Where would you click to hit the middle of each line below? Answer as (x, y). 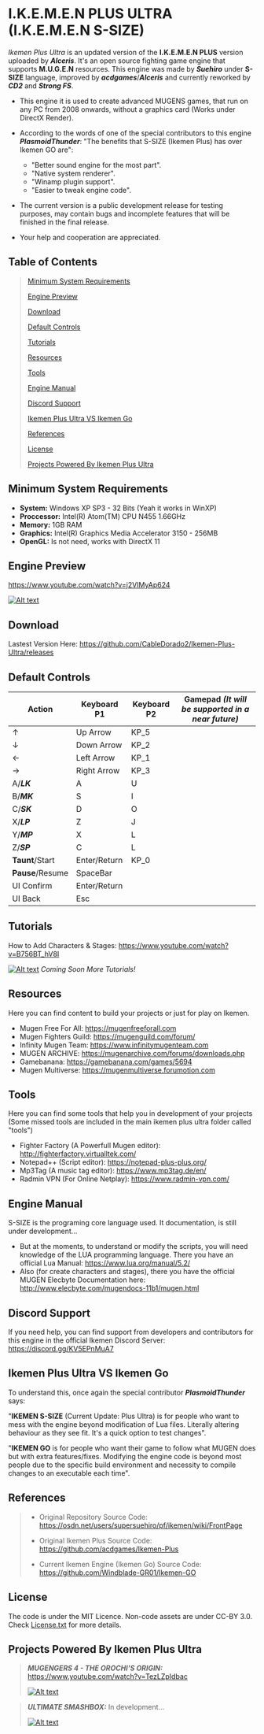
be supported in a (215, 709)
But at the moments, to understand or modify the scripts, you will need (134, 1247)
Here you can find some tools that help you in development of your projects (130, 1113)
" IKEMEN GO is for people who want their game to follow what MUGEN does (132, 1448)
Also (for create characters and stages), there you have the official (127, 1272)
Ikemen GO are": (46, 150)
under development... (43, 1231)
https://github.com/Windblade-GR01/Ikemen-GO (117, 1573)
